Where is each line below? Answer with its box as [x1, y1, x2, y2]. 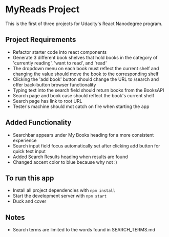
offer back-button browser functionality [12, 81, 96, 88]
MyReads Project [5, 4, 80, 15]
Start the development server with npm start [12, 193, 107, 199]
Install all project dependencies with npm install [12, 187, 116, 193]
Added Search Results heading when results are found [12, 154, 128, 160]
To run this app [5, 174, 54, 182]
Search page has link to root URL [12, 98, 83, 104]
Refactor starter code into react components [12, 49, 107, 55]
